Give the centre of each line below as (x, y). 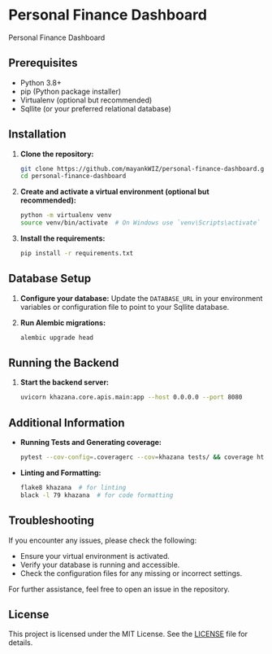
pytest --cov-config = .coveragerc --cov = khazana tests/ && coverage (137, 457)
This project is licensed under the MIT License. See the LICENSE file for (128, 634)
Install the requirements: (63, 238)
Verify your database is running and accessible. (100, 565)
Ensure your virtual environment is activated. (95, 556)
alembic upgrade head (56, 338)
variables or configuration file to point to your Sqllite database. (125, 307)
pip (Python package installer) (71, 91)
